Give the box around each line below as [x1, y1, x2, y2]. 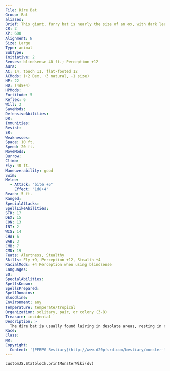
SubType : [5, 50, 24, 55]
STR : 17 [5, 210, 22, 216]
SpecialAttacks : [5, 201, 39, 206]
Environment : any [5, 300, 42, 305]
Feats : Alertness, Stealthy [5, 253, 65, 258]
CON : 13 [5, 220, 22, 225]
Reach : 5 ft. [5, 191, 33, 196]
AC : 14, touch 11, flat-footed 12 [5, 69, 78, 74]
